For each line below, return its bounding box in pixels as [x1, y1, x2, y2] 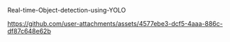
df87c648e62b [7, 27, 51, 35]
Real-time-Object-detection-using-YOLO [7, 6, 126, 14]
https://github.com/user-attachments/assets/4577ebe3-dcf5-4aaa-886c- [7, 20, 224, 27]
